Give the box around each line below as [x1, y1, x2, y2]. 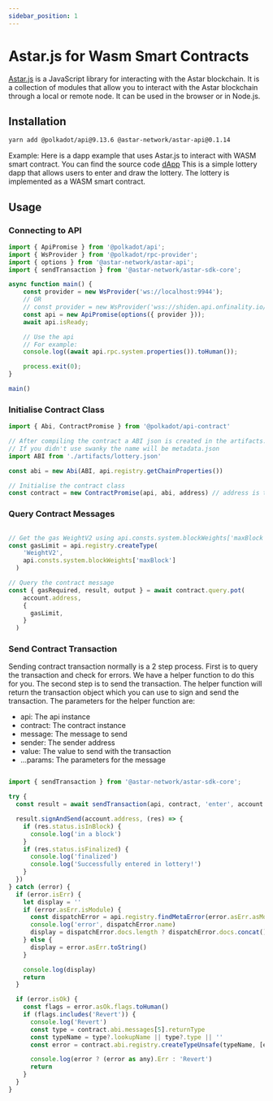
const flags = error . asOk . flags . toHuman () [23, 1003, 169, 1012]
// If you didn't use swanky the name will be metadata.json [8, 444, 220, 453]
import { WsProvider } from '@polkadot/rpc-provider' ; [8, 250, 198, 258]
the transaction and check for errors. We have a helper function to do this [8, 670, 254, 680]
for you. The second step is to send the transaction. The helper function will [8, 679, 262, 689]
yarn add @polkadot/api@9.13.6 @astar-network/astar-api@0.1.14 [8, 136, 231, 145]
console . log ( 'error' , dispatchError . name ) [29, 921, 176, 929]
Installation [8, 115, 67, 128]
